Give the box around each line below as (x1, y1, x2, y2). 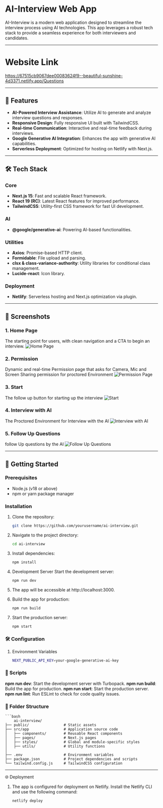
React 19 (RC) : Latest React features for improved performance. (12, 198, 140, 204)
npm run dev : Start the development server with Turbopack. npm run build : (5, 680, 157, 686)
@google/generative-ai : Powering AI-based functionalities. (12, 226, 132, 232)
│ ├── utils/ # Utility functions (5, 744, 105, 749)
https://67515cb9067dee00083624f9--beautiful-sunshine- (5, 73, 123, 78)
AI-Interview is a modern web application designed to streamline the (5, 19, 142, 25)
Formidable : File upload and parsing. (12, 255, 86, 261)
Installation (5, 503, 33, 510)
